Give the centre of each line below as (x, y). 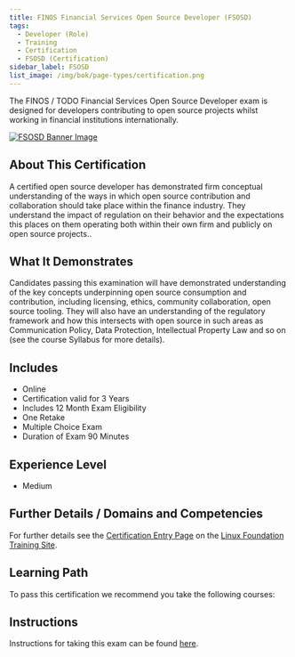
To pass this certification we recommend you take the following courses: (142, 594)
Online (34, 389)
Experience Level (58, 464)
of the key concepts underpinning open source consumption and (128, 292)
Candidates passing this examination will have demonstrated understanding (148, 283)
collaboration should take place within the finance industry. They (128, 205)
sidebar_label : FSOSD (49, 68)
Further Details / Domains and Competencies (136, 514)
